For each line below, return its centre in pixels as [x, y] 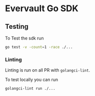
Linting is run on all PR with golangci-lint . [47, 70]
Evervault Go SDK [42, 9]
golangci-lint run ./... [30, 89]
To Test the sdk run [24, 38]
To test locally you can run [32, 80]
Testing [17, 27]
